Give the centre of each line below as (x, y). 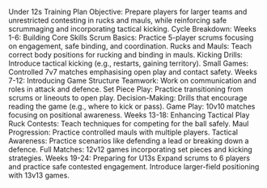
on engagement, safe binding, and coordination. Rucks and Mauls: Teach (130, 46)
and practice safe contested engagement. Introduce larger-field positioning (134, 167)
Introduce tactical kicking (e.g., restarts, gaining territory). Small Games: (129, 63)
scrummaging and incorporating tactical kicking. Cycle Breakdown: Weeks (132, 29)
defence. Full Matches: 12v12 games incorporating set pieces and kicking (130, 150)
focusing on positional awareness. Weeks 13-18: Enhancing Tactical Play (129, 115)
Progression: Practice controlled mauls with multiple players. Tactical (123, 132)
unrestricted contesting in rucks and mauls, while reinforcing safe (118, 20)
